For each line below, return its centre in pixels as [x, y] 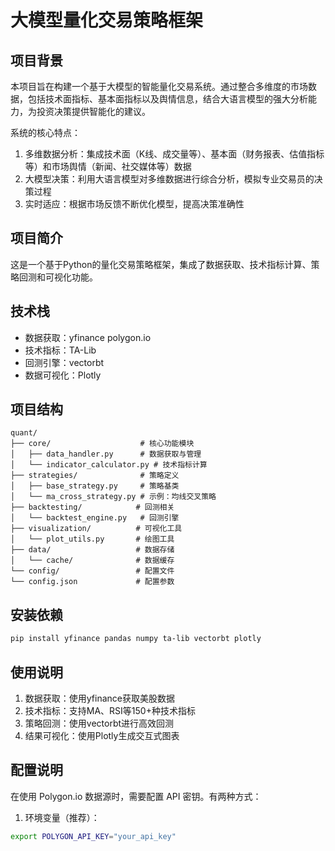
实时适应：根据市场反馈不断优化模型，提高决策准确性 [134, 204]
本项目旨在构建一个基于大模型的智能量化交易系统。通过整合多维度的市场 [159, 86]
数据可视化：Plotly [63, 375]
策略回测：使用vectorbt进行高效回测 [99, 723]
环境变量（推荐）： [62, 817]
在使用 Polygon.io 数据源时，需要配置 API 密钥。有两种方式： [136, 796]
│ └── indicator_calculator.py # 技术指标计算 [109, 465]
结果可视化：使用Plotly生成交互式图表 [102, 735]
